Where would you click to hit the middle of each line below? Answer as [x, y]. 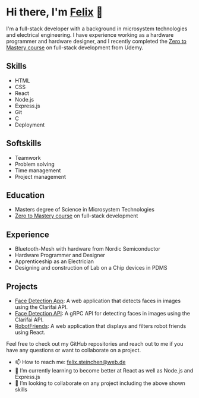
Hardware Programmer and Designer [60, 255]
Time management [38, 170]
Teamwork [28, 157]
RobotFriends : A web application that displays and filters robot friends [100, 326]
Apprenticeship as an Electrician [54, 261]
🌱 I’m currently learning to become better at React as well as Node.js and [104, 370]
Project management [40, 176]
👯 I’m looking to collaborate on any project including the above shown [100, 383]
